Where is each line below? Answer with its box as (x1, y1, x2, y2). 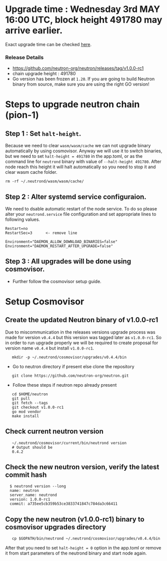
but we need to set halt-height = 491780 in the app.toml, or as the (5, 153, 143, 159)
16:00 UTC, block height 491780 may (5, 14, 162, 26)
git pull (12, 396, 30, 401)
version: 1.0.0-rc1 (10, 497, 51, 502)
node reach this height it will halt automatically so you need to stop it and (5, 164, 156, 170)
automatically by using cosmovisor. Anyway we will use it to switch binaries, (5, 148, 162, 154)
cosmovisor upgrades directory (5, 522, 106, 531)
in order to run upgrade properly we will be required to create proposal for (5, 340, 158, 346)
